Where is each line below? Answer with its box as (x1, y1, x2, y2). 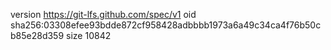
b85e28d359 (10, 30, 65, 41)
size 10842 (66, 30, 112, 41)
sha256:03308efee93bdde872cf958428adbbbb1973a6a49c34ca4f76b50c (10, 19, 322, 31)
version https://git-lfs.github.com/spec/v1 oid (10, 9, 197, 20)
